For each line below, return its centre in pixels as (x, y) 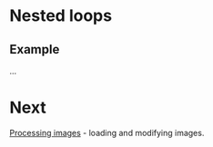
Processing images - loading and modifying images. (107, 132)
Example (35, 49)
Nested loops (61, 16)
